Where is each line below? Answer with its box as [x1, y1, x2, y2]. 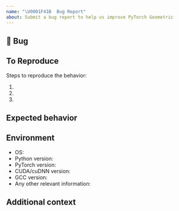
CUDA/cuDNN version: [14, 167, 71, 174]
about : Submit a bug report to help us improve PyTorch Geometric [6, 14, 174, 20]
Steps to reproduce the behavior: [6, 72, 87, 79]
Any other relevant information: [14, 180, 91, 187]
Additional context [6, 197, 76, 207]
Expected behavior [6, 113, 78, 123]
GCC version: [14, 174, 48, 181]
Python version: [14, 155, 53, 162]
